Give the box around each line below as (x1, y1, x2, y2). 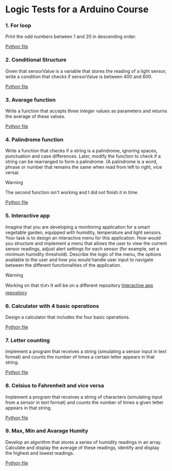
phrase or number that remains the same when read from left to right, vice (5, 164, 162, 170)
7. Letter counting (5, 337, 50, 344)
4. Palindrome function (5, 136, 64, 143)
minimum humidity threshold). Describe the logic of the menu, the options (5, 251, 162, 257)
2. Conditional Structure (5, 56, 67, 64)
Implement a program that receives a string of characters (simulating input (5, 394, 163, 400)
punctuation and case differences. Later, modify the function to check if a (5, 153, 161, 160)
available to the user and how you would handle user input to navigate (5, 257, 154, 263)
